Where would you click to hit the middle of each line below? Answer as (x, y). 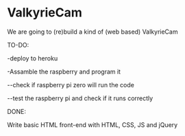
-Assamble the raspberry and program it (64, 71)
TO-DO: (18, 45)
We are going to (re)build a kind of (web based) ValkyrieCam (92, 32)
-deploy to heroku (33, 58)
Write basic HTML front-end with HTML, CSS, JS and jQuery (92, 124)
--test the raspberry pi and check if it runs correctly (80, 98)
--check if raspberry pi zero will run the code (71, 84)
